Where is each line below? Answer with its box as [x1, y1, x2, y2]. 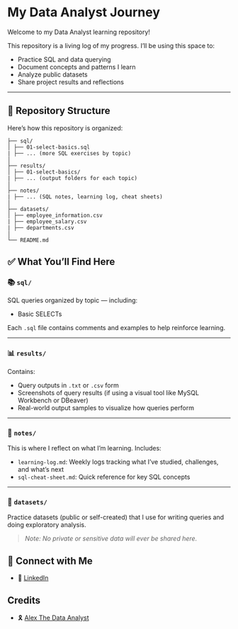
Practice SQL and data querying [17, 55, 111, 64]
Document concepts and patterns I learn [17, 62, 136, 71]
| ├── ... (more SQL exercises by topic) [7, 149, 132, 157]
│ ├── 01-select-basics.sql [7, 143, 91, 151]
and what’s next [17, 465, 64, 474]
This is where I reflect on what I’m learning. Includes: [7, 444, 161, 453]
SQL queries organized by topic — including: [7, 296, 138, 305]
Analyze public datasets [17, 70, 89, 79]
